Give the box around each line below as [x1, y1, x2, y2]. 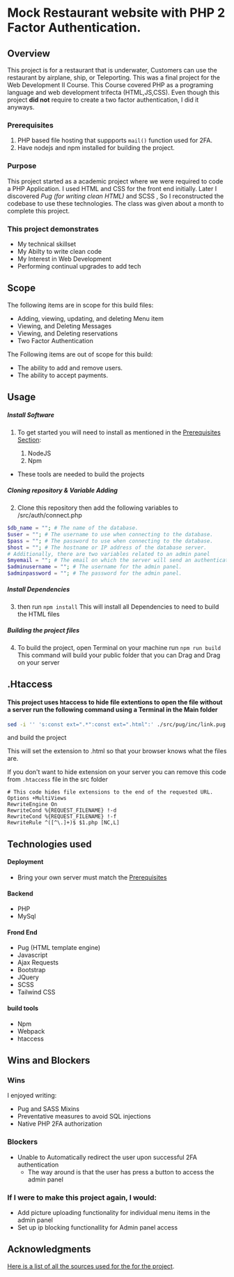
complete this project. [7, 206, 70, 215]
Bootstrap [17, 966, 46, 974]
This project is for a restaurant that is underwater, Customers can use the [7, 66, 217, 74]
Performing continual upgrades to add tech [17, 262, 141, 270]
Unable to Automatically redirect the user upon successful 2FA [17, 1153, 197, 1161]
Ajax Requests [17, 958, 59, 967]
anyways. [7, 103, 35, 111]
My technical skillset [17, 239, 77, 248]
